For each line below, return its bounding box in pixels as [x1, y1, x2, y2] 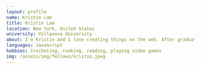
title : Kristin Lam [6, 20, 55, 26]
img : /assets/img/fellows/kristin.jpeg [6, 53, 106, 59]
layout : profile [6, 8, 47, 15]
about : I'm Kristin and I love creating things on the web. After [6, 37, 175, 43]
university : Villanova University [6, 31, 93, 37]
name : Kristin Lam [6, 14, 52, 20]
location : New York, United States [6, 25, 95, 32]
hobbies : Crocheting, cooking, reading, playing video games [6, 48, 162, 54]
